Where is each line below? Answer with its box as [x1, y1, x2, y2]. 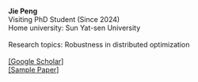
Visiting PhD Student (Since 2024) [8, 15, 120, 24]
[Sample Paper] [8, 65, 59, 74]
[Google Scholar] [8, 57, 64, 65]
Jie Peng [8, 6, 38, 16]
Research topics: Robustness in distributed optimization [8, 40, 190, 49]
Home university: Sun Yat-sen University [8, 23, 141, 32]
